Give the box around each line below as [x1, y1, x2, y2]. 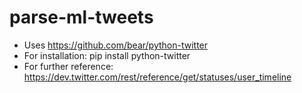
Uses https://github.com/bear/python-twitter [23, 39, 209, 51]
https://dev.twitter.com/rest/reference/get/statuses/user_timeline [23, 71, 292, 83]
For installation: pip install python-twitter [23, 49, 191, 61]
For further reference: [23, 60, 114, 72]
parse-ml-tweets [9, 6, 154, 29]
